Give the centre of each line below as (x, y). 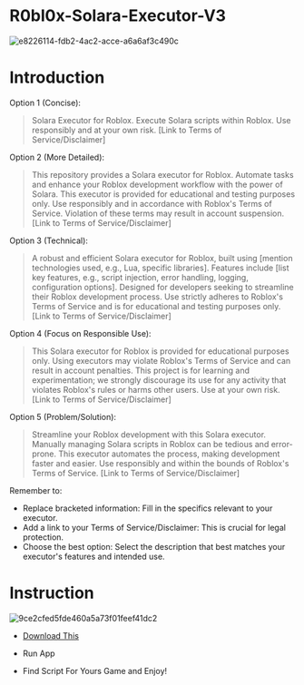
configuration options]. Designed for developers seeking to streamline (162, 287)
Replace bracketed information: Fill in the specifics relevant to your (147, 508)
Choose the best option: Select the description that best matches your (154, 546)
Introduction (57, 78)
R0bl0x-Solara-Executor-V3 (118, 16)
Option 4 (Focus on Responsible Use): (80, 333)
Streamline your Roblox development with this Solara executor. (148, 434)
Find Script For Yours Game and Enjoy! (95, 670)
